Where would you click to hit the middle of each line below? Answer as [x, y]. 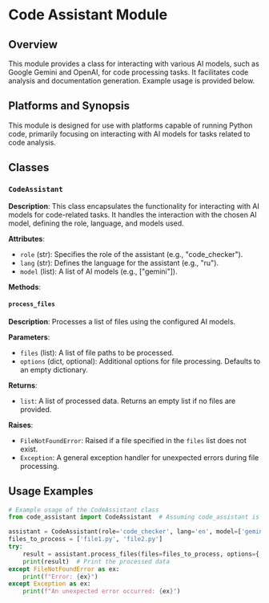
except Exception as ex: [50, 584]
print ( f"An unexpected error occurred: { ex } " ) [102, 592]
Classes [29, 167]
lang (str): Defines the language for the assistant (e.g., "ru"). [119, 263]
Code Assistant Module [88, 15]
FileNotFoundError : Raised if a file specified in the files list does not [133, 440]
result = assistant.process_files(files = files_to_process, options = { [141, 554]
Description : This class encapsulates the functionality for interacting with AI [134, 206]
